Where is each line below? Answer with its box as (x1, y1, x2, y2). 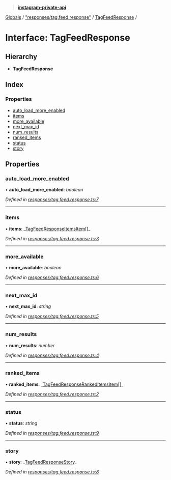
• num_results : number (5, 342, 55, 348)
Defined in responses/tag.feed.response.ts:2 (5, 391, 99, 397)
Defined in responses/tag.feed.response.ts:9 (5, 430, 99, 436)
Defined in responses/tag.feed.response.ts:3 (5, 235, 99, 241)
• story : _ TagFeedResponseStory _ (5, 459, 77, 465)
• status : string (5, 420, 38, 427)
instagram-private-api (17, 5, 66, 10)
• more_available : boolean (5, 264, 62, 270)
